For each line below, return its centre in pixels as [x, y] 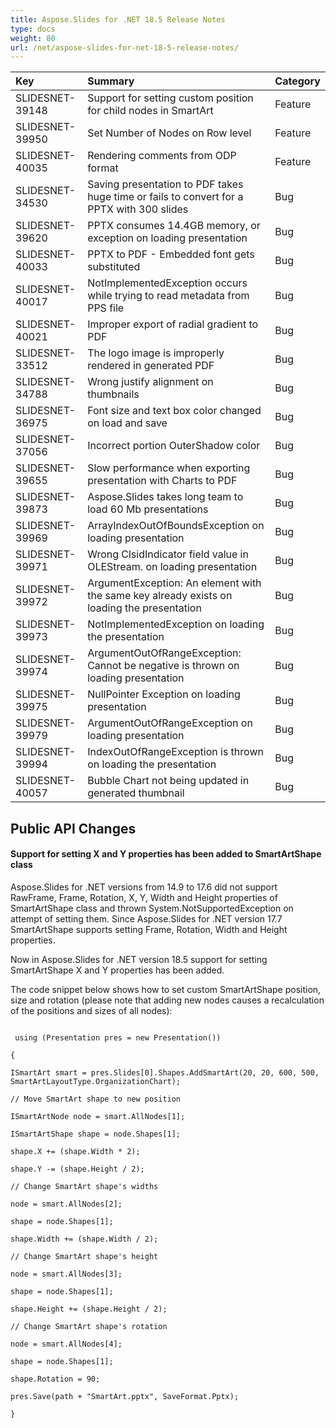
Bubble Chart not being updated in [168, 781]
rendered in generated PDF [151, 366]
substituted [114, 267]
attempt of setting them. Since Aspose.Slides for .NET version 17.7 [146, 918]
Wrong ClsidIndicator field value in [168, 554]
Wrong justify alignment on [150, 382]
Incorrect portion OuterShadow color [174, 446]
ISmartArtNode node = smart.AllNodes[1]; [98, 1116]
